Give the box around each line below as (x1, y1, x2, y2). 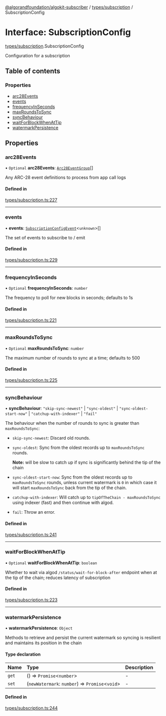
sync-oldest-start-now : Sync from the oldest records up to (12, 474, 132, 480)
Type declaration (5, 651, 41, 657)
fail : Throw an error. (12, 509, 55, 515)
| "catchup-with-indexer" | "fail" (28, 410, 97, 417)
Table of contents (5, 67, 60, 76)
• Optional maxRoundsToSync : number (5, 345, 84, 351)
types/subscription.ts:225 (5, 377, 58, 383)
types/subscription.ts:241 (5, 532, 57, 537)
